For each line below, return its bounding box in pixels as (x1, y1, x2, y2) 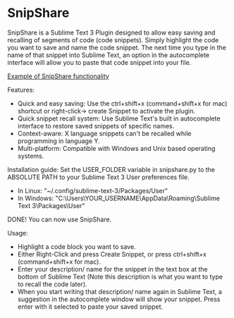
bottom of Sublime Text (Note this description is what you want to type (17, 272, 223, 281)
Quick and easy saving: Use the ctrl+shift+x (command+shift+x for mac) (17, 99, 228, 107)
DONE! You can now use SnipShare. (7, 215, 112, 224)
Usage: (7, 228, 28, 237)
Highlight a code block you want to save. (17, 242, 136, 251)
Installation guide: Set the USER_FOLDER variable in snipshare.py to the (7, 165, 216, 173)
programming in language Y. (17, 136, 100, 145)
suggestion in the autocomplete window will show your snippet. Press (17, 295, 221, 303)
